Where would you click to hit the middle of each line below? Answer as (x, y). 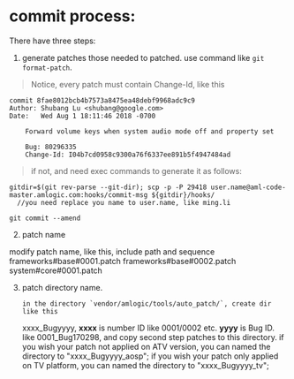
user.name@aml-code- (249, 187)
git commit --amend (45, 218)
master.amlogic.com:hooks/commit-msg (79, 195)
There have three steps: (53, 41)
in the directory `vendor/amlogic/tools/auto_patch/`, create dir (147, 303)
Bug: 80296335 (51, 147)
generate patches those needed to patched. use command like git (143, 57)
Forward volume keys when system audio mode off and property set (150, 131)
